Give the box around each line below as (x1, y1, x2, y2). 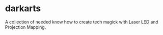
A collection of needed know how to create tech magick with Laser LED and (5, 19, 159, 25)
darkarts (5, 3, 41, 14)
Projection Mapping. (5, 24, 46, 30)
